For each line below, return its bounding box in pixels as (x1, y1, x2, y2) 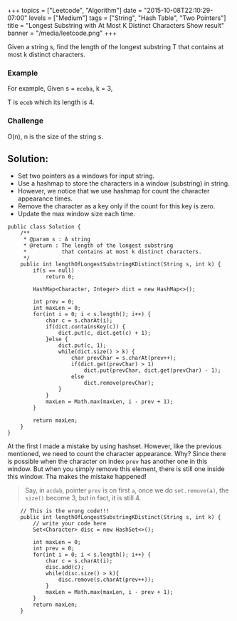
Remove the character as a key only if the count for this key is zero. (17, 202, 216, 211)
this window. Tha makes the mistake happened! (7, 473, 147, 481)
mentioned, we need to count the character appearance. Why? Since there (7, 450, 226, 458)
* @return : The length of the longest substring (23, 242, 174, 249)
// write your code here (33, 520, 107, 527)
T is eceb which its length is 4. (7, 98, 95, 106)
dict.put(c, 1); (58, 342, 107, 349)
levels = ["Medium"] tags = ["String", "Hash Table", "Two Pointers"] (28, 14, 226, 22)
